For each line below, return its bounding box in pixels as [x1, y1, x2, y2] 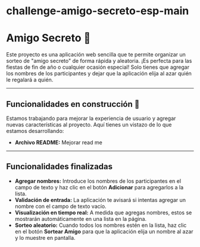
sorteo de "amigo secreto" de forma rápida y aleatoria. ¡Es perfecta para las [6, 58, 192, 65]
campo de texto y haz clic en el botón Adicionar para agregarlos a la [14, 183, 184, 191]
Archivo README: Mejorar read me [14, 138, 102, 146]
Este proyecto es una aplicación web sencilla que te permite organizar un [6, 51, 186, 58]
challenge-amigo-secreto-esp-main [6, 4, 189, 18]
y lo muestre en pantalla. [14, 234, 76, 241]
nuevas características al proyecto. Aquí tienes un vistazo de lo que [6, 121, 172, 128]
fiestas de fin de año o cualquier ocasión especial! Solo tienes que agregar [6, 64, 189, 71]
